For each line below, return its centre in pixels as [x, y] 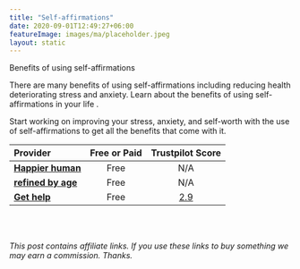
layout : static [38, 42]
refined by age [46, 182]
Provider [33, 153]
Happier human [47, 168]
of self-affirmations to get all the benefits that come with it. [118, 131]
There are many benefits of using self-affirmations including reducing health [150, 85]
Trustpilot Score [186, 153]
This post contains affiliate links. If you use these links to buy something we [149, 246]
